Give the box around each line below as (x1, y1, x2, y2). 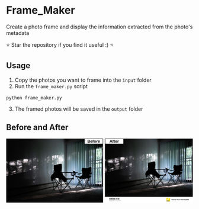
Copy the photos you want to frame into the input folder (14, 76, 152, 83)
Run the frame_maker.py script (14, 82, 88, 89)
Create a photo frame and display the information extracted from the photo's (6, 23, 193, 30)
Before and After (6, 123, 69, 133)
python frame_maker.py (6, 95, 62, 101)
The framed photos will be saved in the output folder (14, 105, 143, 112)
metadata (6, 29, 30, 36)
